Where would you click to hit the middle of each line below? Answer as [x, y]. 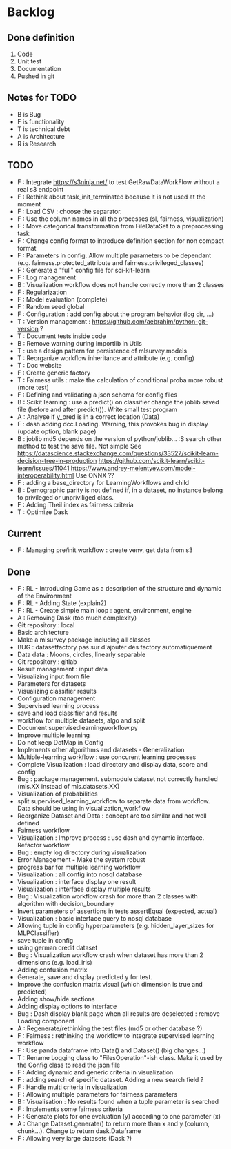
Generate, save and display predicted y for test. [85, 977]
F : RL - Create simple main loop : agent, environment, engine [104, 611]
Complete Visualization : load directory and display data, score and [112, 765]
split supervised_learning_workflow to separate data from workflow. [113, 801]
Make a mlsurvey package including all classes [84, 640]
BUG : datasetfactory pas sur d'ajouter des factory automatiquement [114, 647]
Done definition [41, 38]
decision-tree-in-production [57, 460]
